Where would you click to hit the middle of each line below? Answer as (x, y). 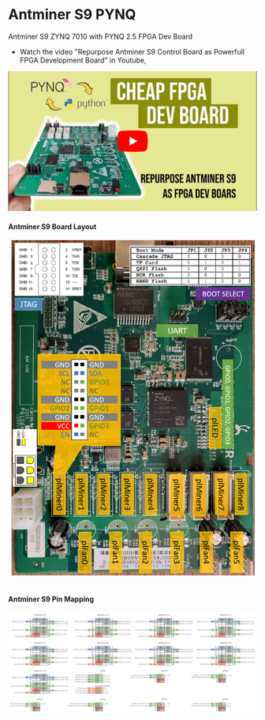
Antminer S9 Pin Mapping (51, 599)
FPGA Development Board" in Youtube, (83, 60)
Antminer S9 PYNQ (72, 15)
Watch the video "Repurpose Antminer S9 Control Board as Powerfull (132, 51)
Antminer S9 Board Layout (52, 227)
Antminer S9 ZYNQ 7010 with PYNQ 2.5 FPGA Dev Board (101, 36)
